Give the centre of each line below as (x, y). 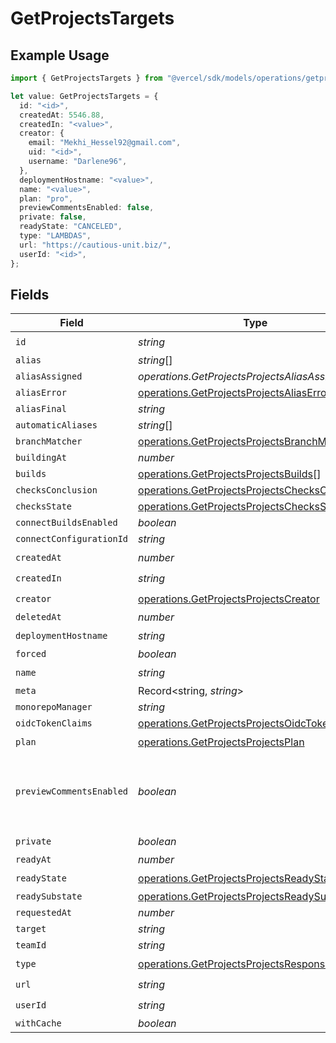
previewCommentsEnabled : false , (87, 208)
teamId (31, 945)
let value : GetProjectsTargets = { (84, 96)
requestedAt (44, 913)
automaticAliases (56, 425)
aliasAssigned (49, 376)
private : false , (53, 217)
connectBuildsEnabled (66, 523)
